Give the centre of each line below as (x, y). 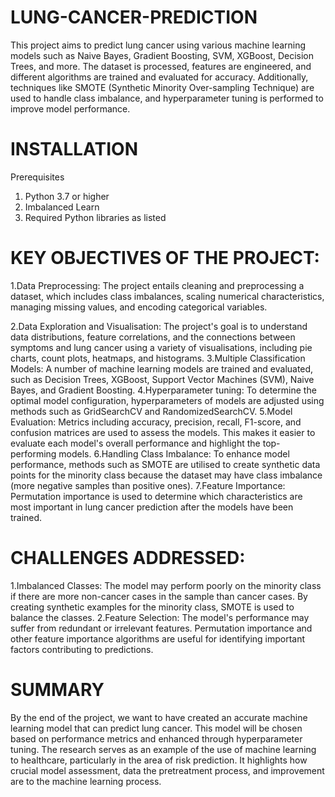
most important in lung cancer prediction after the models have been (152, 507)
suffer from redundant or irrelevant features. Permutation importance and (161, 628)
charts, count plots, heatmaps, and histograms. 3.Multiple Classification (158, 358)
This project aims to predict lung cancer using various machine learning (158, 45)
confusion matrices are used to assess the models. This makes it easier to (163, 432)
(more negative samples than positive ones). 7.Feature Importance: (148, 485)
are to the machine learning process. (86, 781)
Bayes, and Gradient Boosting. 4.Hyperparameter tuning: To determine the (163, 390)
